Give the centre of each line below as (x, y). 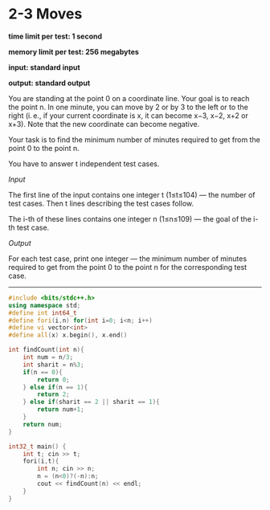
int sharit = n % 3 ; (53, 365)
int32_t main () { (37, 447)
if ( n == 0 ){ (43, 372)
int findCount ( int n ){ (46, 350)
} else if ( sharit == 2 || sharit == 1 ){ (91, 402)
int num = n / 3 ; (48, 357)
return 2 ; (53, 394)
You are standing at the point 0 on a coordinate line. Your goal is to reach (129, 98)
